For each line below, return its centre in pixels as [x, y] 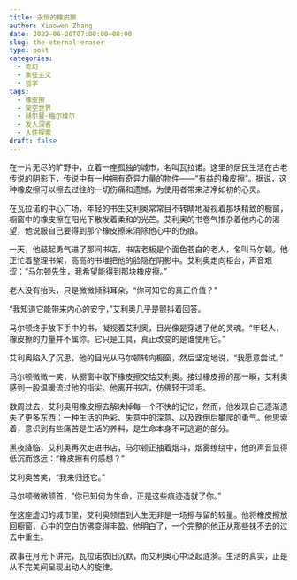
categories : [31, 58]
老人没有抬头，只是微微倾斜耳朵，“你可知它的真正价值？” [114, 290]
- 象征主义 [34, 75]
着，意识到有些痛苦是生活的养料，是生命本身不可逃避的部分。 [122, 428]
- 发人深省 [34, 125]
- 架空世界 [34, 108]
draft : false [33, 141]
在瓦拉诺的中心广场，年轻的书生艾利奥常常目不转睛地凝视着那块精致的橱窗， [148, 208]
